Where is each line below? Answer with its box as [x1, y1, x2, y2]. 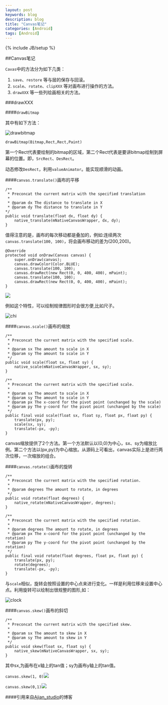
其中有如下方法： [5, 120, 41, 125]
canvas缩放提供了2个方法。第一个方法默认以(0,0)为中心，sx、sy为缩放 [5, 440, 153, 446]
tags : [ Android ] [5, 31, 39, 36]
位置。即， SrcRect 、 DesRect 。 [14, 155, 77, 161]
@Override [5, 248, 26, 253]
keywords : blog [5, 12, 37, 17]
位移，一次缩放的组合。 [9, 453, 59, 459]
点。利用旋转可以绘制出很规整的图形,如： [5, 587, 91, 593]
